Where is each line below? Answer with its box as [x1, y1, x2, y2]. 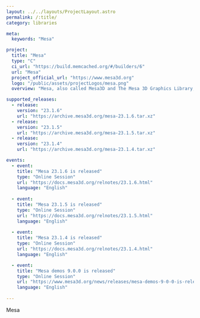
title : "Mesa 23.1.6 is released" [17, 168, 102, 174]
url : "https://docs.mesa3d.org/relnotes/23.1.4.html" [17, 246, 153, 252]
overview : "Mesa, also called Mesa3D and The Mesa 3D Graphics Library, [11, 86, 196, 92]
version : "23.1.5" [17, 124, 62, 130]
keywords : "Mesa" [11, 36, 55, 42]
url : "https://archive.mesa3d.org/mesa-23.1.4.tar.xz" [17, 147, 156, 153]
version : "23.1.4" [17, 141, 62, 147]
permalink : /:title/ [6, 14, 58, 20]
